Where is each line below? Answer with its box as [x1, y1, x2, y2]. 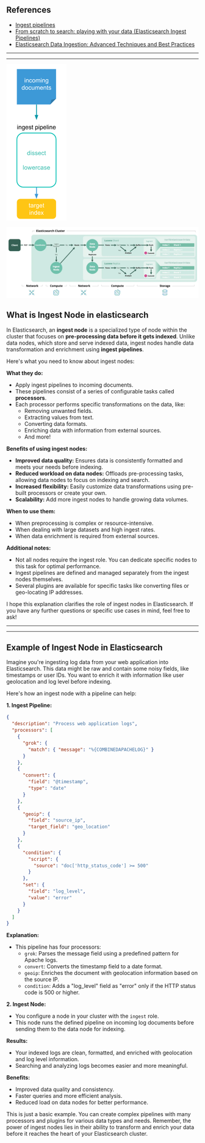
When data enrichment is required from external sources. [15, 532, 160, 539]
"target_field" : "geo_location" [28, 824, 111, 830]
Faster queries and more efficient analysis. [15, 1092, 123, 1100]
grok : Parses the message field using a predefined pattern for [24, 950, 179, 957]
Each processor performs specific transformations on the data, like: [15, 400, 185, 408]
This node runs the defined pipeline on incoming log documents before [15, 1019, 194, 1026]
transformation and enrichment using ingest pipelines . [6, 345, 145, 353]
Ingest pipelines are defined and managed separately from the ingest [15, 569, 189, 576]
